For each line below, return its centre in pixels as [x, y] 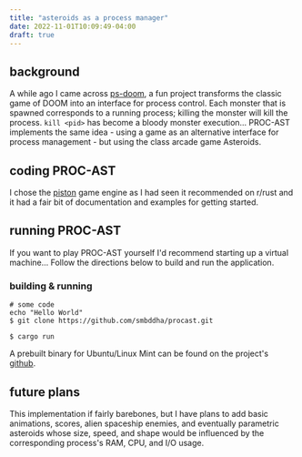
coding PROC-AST [63, 171]
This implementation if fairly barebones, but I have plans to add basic [139, 413]
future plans [45, 392]
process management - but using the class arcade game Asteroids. [136, 142]
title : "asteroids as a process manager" [89, 18]
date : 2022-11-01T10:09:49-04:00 [73, 26]
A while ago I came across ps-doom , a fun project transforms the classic [146, 94]
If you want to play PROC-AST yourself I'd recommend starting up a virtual [149, 252]
